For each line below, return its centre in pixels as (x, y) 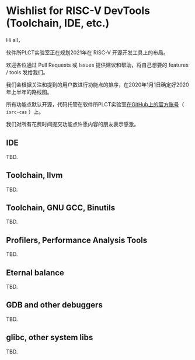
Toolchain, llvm (34, 176)
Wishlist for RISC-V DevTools (78, 11)
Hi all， (15, 40)
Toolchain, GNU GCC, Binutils (61, 208)
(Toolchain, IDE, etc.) (58, 23)
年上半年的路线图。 (29, 92)
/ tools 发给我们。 (27, 72)
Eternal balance (35, 273)
